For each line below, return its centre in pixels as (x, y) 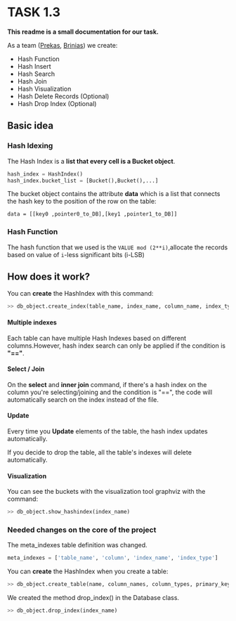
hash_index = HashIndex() (45, 174)
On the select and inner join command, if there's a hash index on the (107, 384)
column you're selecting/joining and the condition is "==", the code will (110, 392)
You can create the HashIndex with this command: (80, 294)
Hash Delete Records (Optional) (63, 96)
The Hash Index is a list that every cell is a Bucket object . (91, 161)
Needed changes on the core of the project (82, 530)
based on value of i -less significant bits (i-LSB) (76, 254)
